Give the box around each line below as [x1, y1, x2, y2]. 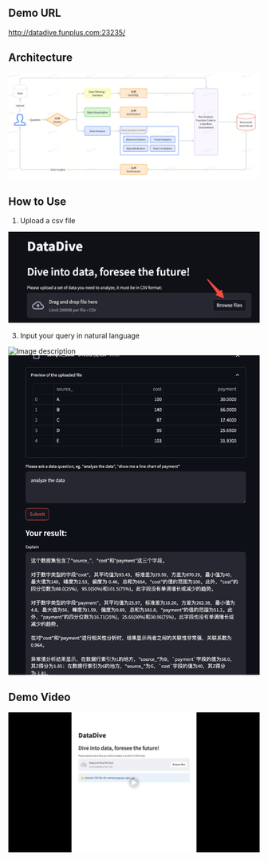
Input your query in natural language [19, 330, 140, 340]
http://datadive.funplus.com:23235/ [8, 27, 126, 37]
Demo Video [8, 691, 71, 704]
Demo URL [8, 6, 61, 20]
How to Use [8, 194, 67, 208]
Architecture [8, 51, 73, 65]
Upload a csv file [19, 216, 76, 226]
